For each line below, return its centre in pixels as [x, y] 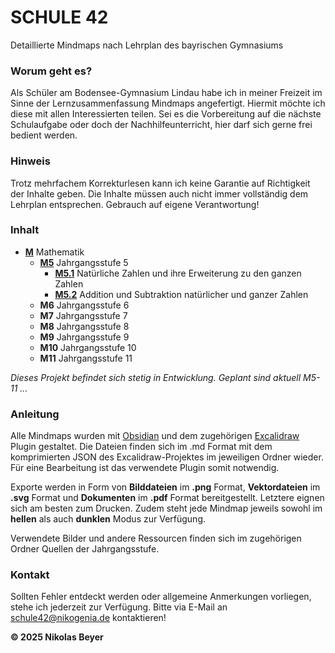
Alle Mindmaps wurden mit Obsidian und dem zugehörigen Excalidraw [155, 436]
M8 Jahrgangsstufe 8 [84, 326]
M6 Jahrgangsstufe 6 [84, 305]
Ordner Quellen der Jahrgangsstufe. [85, 549]
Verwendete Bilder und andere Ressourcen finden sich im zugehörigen [156, 538]
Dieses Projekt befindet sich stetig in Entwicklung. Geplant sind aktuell [156, 377]
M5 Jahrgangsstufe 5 [84, 262]
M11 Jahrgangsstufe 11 [86, 358]
